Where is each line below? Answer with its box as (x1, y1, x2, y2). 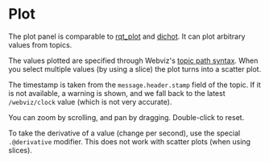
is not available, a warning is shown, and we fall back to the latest (8, 88, 226, 98)
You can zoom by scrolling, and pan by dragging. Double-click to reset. (8, 112, 245, 122)
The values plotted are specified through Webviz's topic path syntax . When (8, 56, 259, 65)
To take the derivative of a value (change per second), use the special (8, 128, 241, 138)
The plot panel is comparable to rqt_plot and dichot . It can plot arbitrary (8, 31, 246, 41)
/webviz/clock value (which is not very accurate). (8, 97, 172, 106)
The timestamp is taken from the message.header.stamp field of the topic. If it (8, 80, 262, 89)
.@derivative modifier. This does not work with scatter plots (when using (8, 136, 251, 146)
